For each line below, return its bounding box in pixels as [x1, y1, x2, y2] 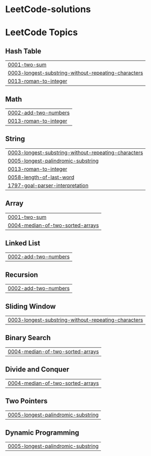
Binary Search [5, 334, 51, 342]
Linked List [5, 239, 40, 247]
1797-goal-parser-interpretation [8, 182, 89, 189]
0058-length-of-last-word [8, 174, 75, 181]
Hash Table [5, 47, 41, 55]
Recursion [5, 270, 38, 279]
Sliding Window [5, 302, 56, 311]
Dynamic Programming [5, 428, 79, 437]
